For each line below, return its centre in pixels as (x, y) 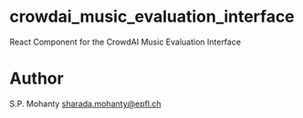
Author (37, 79)
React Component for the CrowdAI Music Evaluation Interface (125, 42)
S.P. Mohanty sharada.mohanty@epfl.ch (85, 103)
